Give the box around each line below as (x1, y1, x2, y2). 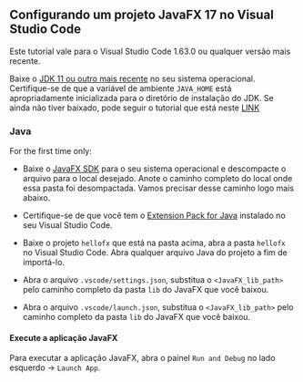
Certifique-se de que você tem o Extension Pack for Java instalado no (22, 210, 287, 222)
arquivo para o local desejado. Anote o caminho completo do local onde (22, 173, 293, 184)
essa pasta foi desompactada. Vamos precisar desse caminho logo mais (22, 182, 294, 194)
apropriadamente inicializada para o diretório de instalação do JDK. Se (9, 92, 275, 103)
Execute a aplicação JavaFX (9, 332, 118, 343)
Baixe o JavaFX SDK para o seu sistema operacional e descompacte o (22, 163, 287, 174)
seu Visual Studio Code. (22, 220, 113, 231)
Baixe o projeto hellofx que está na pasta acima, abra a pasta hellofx (22, 237, 286, 249)
